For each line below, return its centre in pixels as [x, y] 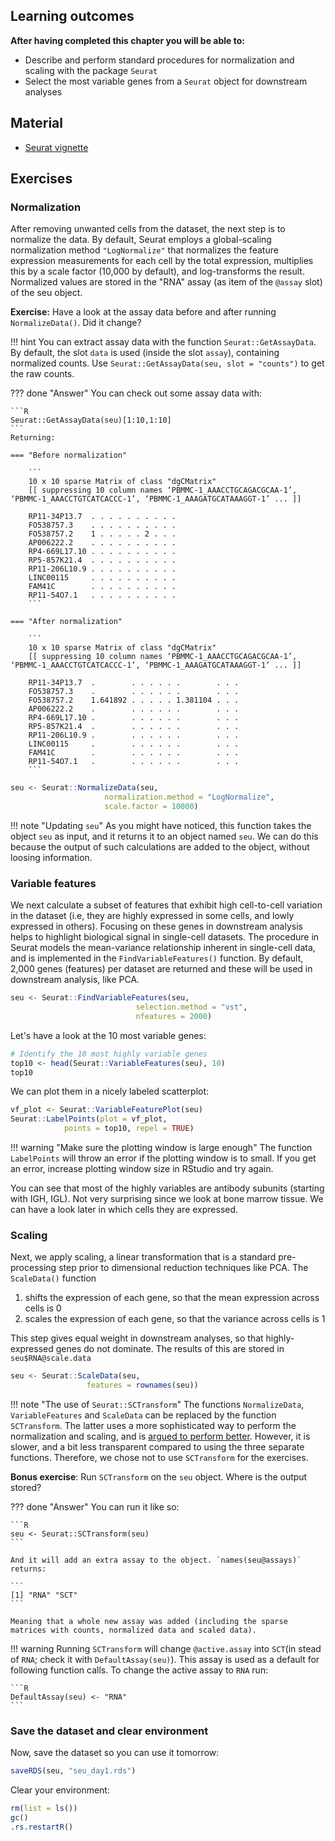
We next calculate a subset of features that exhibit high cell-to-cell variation [166, 905]
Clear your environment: [60, 1790]
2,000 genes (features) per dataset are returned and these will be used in [161, 969]
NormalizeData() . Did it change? [76, 323]
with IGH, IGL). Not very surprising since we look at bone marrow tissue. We [167, 1199]
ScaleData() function [53, 1278]
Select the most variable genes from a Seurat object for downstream [166, 81]
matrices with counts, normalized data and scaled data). [133, 1630]
